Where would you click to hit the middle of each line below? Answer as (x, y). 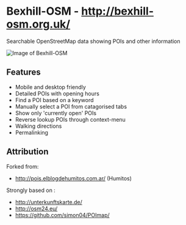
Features (23, 72)
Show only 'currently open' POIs (55, 113)
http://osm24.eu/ (36, 208)
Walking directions (38, 126)
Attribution (27, 152)
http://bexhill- (118, 11)
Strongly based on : (31, 190)
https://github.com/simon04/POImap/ (62, 215)
